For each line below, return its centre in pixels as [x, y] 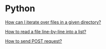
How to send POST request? [33, 41]
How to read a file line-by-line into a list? [46, 31]
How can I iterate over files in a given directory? [53, 22]
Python [20, 9]
